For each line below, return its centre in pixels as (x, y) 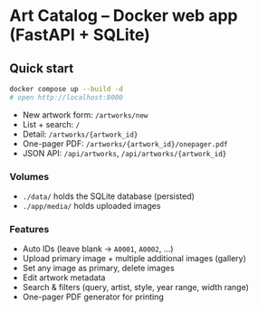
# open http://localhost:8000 (67, 97)
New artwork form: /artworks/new (85, 115)
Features (29, 229)
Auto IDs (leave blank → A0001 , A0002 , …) (98, 249)
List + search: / (51, 124)
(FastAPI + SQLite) (80, 35)
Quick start (42, 68)
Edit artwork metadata (64, 278)
